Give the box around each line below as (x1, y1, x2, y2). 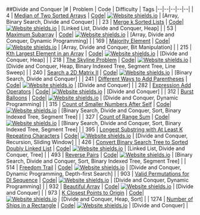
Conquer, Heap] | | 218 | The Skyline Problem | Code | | (6, 57, 192, 63)
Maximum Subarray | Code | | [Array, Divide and (6, 31, 174, 38)
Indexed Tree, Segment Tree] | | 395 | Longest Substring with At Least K (6, 126, 183, 133)
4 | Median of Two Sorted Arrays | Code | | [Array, (6, 12, 179, 19)
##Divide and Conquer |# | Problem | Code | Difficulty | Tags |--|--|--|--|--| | (6, 6, 193, 13)
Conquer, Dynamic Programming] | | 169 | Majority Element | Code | (6, 38, 171, 44)
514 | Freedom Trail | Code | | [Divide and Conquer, (6, 164, 182, 171)
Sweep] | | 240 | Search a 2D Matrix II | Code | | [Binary (6, 69, 192, 76)
